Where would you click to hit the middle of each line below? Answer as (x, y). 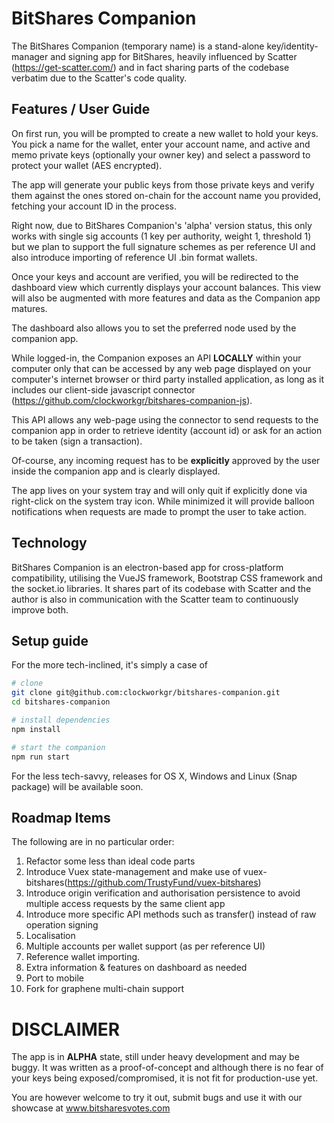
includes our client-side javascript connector (103, 389)
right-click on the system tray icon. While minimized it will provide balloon (163, 501)
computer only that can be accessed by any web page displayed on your (161, 368)
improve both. (40, 609)
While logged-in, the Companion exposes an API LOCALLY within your (156, 358)
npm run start (41, 757)
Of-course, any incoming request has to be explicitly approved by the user (166, 460)
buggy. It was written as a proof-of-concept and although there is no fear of (167, 1068)
